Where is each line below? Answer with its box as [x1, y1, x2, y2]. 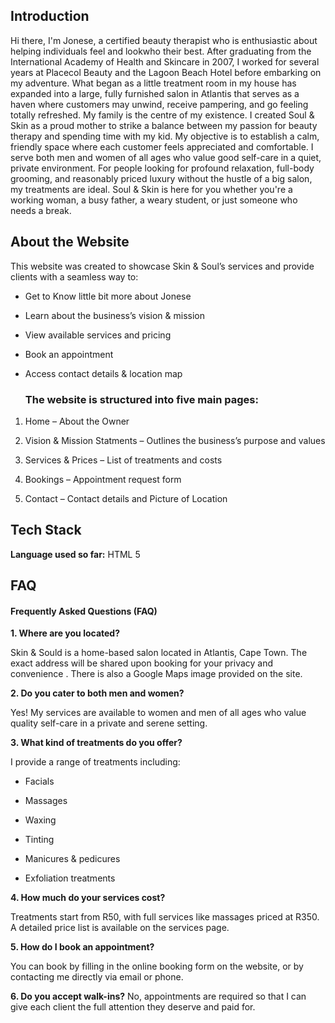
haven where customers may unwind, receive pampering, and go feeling [10, 98, 309, 110]
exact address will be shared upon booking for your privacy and [10, 657, 274, 669]
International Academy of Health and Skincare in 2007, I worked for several [10, 55, 320, 68]
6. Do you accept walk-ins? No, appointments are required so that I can [10, 990, 307, 1003]
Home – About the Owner [24, 415, 130, 427]
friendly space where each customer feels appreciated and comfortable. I [10, 140, 314, 153]
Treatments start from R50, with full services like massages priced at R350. [10, 911, 320, 923]
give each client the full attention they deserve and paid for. [10, 1001, 256, 1013]
